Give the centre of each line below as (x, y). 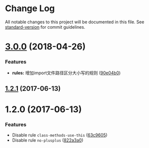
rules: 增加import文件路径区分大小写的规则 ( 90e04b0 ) (66, 73)
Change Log (30, 8)
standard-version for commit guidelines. (45, 27)
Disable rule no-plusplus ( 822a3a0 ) (48, 140)
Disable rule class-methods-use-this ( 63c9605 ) (60, 135)
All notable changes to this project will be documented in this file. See (75, 22)
